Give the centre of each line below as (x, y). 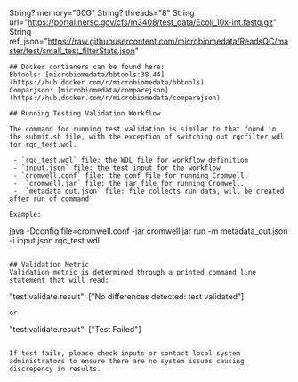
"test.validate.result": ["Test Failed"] (75, 329)
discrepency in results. (55, 369)
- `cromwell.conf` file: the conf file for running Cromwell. (131, 176)
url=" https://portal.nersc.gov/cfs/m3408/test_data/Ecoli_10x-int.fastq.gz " (143, 22)
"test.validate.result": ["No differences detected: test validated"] (127, 296)
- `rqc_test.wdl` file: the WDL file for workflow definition (131, 160)
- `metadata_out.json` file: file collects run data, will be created (149, 191)
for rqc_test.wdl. (43, 145)
